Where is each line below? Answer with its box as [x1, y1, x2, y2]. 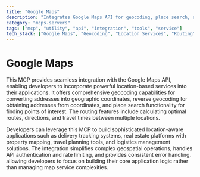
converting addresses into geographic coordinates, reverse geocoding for [6, 95, 187, 103]
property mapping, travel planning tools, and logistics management [6, 138, 171, 146]
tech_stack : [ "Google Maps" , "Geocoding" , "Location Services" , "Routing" [6, 31, 196, 37]
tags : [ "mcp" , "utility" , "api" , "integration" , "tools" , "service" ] [6, 25, 183, 32]
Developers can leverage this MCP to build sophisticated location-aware [6, 126, 183, 133]
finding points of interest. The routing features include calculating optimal [6, 108, 186, 115]
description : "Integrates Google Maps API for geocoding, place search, [6, 14, 190, 20]
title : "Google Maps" [6, 8, 60, 15]
